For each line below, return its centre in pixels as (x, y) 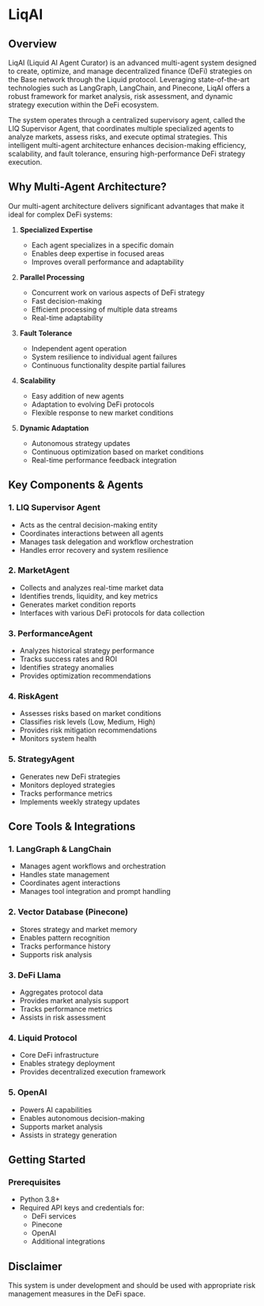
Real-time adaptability (67, 317)
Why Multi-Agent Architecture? (88, 187)
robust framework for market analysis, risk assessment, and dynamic (121, 96)
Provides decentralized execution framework (92, 1072)
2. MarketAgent (39, 570)
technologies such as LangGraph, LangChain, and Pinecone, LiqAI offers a (129, 88)
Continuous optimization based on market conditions (117, 452)
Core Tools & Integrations (72, 827)
